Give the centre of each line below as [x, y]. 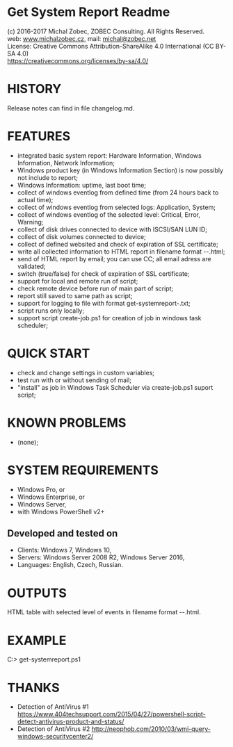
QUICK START [49, 353]
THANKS [34, 688]
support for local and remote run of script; [78, 281]
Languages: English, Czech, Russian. [70, 565]
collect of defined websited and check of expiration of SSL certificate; [118, 244]
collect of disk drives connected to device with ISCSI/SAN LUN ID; [112, 229]
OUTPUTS [37, 593]
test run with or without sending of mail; [74, 380]
